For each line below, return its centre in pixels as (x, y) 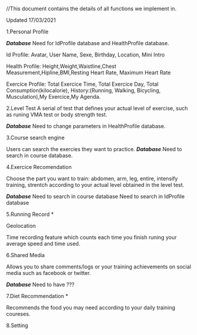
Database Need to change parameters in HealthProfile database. (86, 126)
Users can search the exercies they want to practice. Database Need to (94, 149)
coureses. (18, 314)
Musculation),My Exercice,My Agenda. (53, 97)
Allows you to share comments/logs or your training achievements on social (99, 267)
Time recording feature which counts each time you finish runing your (91, 237)
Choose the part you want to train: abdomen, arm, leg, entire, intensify (92, 179)
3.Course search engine (36, 137)
